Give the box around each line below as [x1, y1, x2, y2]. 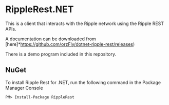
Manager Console [5, 85, 43, 91]
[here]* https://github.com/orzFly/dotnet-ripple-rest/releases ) [5, 41, 135, 47]
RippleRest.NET [5, 4, 74, 15]
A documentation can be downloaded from [5, 36, 96, 42]
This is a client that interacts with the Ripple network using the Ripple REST [5, 20, 164, 27]
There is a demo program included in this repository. [5, 51, 117, 57]
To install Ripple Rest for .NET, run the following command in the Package [5, 79, 161, 85]
